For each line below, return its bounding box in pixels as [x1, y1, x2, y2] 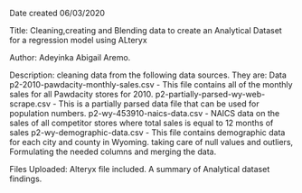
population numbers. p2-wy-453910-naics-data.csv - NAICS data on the [9, 108, 280, 118]
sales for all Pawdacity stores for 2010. [9, 89, 154, 99]
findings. [9, 173, 42, 184]
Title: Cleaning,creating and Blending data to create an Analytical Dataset [9, 25, 282, 35]
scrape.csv [9, 98, 52, 109]
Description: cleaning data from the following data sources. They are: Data [9, 69, 288, 80]
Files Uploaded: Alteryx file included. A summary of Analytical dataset [9, 164, 270, 174]
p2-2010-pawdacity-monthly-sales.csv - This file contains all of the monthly [9, 79, 293, 89]
